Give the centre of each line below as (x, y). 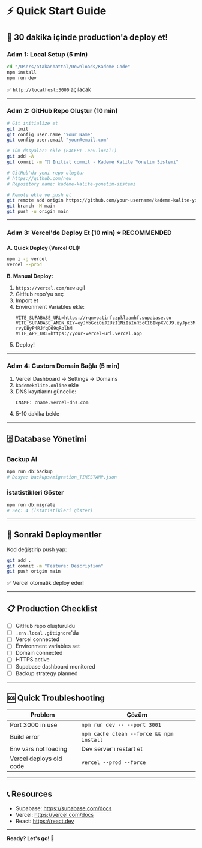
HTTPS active (32, 660)
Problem (43, 715)
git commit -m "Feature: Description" (55, 566)
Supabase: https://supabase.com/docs (64, 808)
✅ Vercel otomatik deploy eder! (46, 583)
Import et (27, 300)
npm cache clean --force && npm (127, 734)
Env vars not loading (39, 749)
